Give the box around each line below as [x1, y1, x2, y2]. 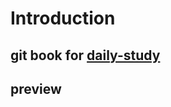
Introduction [10, 7, 116, 30]
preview [10, 80, 62, 97]
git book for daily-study [10, 47, 161, 64]
